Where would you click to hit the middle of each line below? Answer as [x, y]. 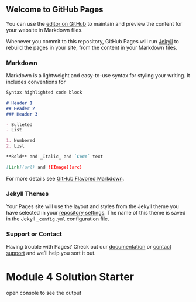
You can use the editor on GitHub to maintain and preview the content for [94, 23]
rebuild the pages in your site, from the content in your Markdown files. [92, 47]
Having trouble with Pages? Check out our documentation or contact [89, 247]
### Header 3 [22, 114]
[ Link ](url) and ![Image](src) [44, 167]
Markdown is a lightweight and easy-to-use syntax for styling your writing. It [98, 76]
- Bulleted [19, 125]
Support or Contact [34, 234]
